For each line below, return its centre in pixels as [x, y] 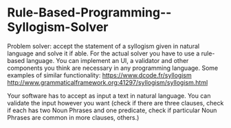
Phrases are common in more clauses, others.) [73, 117]
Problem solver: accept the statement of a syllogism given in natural [103, 46]
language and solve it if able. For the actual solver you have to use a [103, 53]
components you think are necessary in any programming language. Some [113, 68]
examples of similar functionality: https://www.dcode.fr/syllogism [99, 75]
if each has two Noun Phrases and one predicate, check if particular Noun [112, 110]
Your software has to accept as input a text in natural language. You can [109, 95]
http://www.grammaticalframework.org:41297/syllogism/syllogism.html [108, 82]
